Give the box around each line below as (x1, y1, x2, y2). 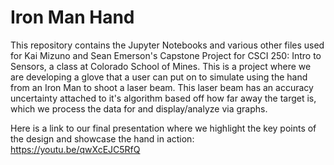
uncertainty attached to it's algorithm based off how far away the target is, (10, 92, 317, 104)
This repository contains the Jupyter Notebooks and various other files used (10, 39, 325, 51)
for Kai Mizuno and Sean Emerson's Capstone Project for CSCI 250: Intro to (10, 49, 322, 61)
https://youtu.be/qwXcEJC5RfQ (10, 143, 141, 155)
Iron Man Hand (10, 6, 135, 29)
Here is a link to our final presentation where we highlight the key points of (10, 122, 317, 134)
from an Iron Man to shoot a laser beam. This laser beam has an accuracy (10, 81, 314, 93)
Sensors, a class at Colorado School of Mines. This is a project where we (10, 60, 312, 72)
